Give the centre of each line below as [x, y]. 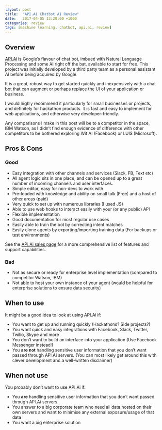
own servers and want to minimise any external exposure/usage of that [83, 412]
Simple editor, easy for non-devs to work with [57, 188]
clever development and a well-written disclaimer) [62, 360]
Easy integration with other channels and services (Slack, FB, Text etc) [83, 173]
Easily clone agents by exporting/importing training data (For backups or [84, 230]
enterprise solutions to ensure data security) [56, 288]
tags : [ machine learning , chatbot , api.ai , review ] [58, 28]
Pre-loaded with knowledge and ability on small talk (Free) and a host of [84, 193]
